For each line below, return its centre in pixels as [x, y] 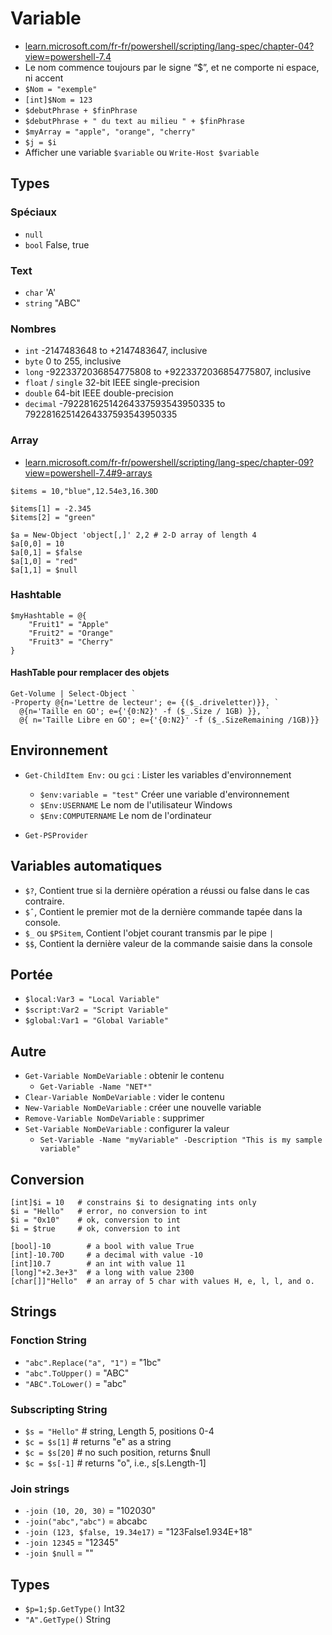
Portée [31, 975]
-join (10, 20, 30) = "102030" [90, 1511]
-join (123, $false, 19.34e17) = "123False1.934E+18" [138, 1532]
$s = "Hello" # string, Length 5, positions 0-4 [119, 1431]
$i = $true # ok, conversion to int [96, 1229]
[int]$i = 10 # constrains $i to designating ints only [133, 1203]
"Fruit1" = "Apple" [69, 624]
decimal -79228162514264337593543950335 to [125, 404]
